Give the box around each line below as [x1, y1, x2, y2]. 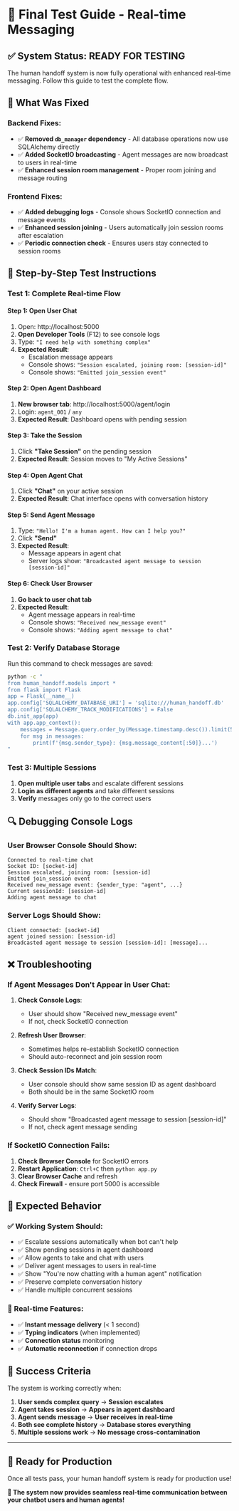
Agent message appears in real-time [28, 610, 136, 619]
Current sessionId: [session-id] [7, 888, 107, 895]
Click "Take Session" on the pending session [17, 446, 152, 455]
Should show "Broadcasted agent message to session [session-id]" [28, 1115, 227, 1124]
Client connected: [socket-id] [7, 926, 100, 934]
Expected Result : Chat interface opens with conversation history [17, 494, 208, 503]
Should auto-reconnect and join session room [28, 1052, 163, 1061]
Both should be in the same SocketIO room [28, 1087, 154, 1096]
